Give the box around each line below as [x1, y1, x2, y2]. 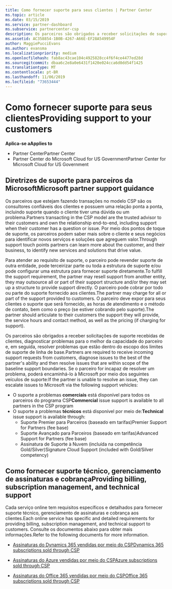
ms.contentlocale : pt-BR [5, 70, 58, 75]
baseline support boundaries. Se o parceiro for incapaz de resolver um [5, 365, 155, 371]
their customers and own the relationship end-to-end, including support [5, 220, 157, 226]
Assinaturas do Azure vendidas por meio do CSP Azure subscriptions [12, 557, 158, 563]
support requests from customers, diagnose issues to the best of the [5, 354, 150, 361]
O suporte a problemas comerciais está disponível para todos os [12, 391, 150, 398]
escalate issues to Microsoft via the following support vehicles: [5, 382, 138, 388]
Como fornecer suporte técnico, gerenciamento [5, 467, 161, 475]
